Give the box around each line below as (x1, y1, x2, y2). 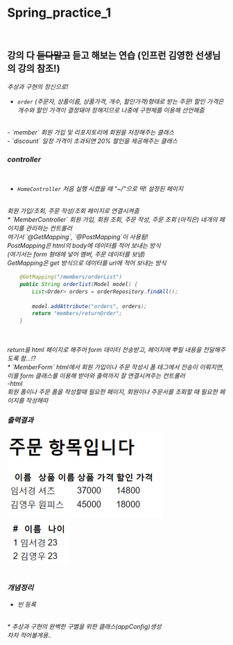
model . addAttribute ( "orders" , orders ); (32, 303, 148, 310)
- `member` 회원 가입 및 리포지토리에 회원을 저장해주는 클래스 (7, 128, 175, 136)
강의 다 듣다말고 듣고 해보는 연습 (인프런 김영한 (7, 50, 194, 62)
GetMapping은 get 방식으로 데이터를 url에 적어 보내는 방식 (7, 259, 166, 267)
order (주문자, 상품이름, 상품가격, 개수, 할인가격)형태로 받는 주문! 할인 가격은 (17, 97, 224, 106)
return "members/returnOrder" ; (32, 310, 123, 317)
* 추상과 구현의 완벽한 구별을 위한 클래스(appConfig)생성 (7, 622, 162, 630)
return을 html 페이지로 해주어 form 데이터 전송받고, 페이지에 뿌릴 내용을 (7, 346, 202, 354)
